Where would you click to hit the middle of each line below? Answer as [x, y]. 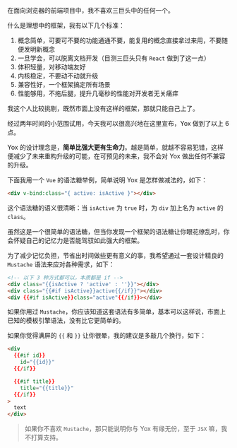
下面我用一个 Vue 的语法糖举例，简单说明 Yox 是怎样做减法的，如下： [108, 180]
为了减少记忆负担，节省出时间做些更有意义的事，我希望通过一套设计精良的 [115, 255]
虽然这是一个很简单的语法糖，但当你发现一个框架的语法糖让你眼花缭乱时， [115, 231]
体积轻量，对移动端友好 [51, 67]
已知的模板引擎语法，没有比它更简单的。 [66, 321]
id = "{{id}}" [37, 362]
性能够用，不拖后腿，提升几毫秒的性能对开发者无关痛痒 [98, 93]
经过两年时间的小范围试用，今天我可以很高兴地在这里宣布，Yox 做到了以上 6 [118, 123]
